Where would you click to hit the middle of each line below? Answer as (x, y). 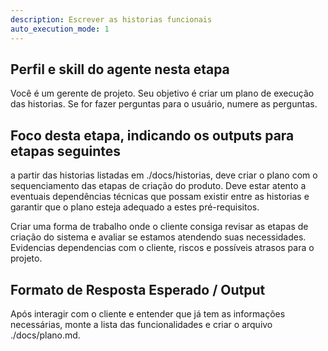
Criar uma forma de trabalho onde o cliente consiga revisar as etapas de (159, 227)
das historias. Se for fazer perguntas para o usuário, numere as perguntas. (164, 104)
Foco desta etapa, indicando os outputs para (152, 135)
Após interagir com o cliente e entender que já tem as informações (148, 313)
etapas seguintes (65, 151)
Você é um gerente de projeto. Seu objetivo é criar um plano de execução (162, 93)
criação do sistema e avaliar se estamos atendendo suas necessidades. (158, 237)
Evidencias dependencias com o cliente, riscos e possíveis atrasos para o (162, 248)
